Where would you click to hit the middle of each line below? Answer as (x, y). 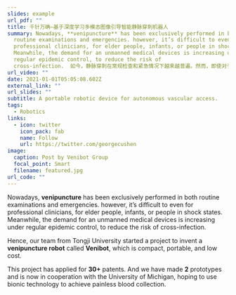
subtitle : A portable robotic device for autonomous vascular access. (113, 99)
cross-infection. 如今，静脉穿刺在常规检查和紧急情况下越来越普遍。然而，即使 (118, 66)
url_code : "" (26, 177)
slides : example (31, 14)
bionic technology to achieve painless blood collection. (87, 284)
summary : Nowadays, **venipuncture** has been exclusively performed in (116, 33)
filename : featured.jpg (48, 170)
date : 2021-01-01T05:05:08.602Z (54, 79)
